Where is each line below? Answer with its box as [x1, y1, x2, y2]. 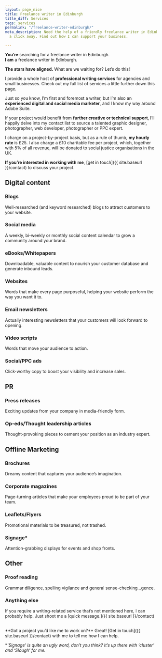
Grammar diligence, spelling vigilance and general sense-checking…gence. [5, 585, 155, 591]
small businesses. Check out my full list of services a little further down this [5, 80, 155, 86]
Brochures [5, 460, 30, 467]
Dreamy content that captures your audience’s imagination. [5, 471, 122, 477]
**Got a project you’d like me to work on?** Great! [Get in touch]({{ [5, 627, 141, 633]
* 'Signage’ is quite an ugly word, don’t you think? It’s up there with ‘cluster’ [5, 642, 154, 648]
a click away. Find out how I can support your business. [9, 34, 129, 39]
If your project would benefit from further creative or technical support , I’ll [5, 115, 155, 121]
